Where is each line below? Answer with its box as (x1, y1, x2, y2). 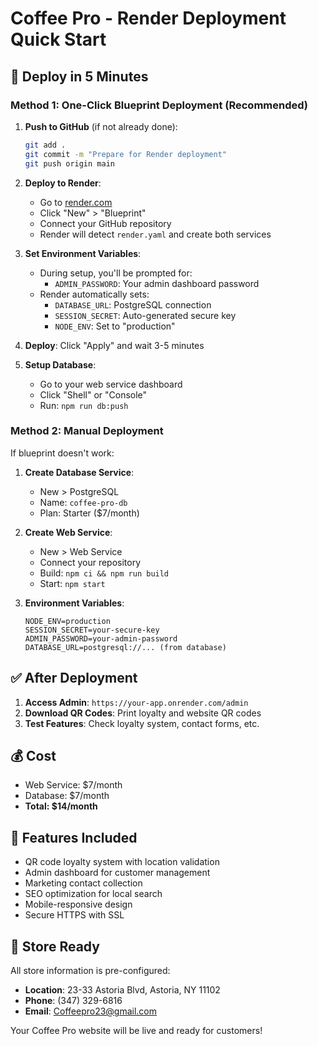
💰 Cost (10, 748, 57, 764)
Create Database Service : (24, 466, 135, 478)
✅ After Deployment (10, 670, 138, 687)
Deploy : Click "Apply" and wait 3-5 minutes (24, 339, 205, 351)
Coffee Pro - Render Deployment (10, 7, 287, 30)
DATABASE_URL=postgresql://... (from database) (24, 642, 227, 652)
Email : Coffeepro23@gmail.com (24, 1005, 158, 1017)
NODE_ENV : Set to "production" (54, 320, 176, 332)
